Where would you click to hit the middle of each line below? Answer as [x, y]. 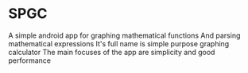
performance [30, 60]
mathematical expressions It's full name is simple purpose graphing [119, 43]
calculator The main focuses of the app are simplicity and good [112, 52]
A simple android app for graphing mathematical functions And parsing [124, 35]
